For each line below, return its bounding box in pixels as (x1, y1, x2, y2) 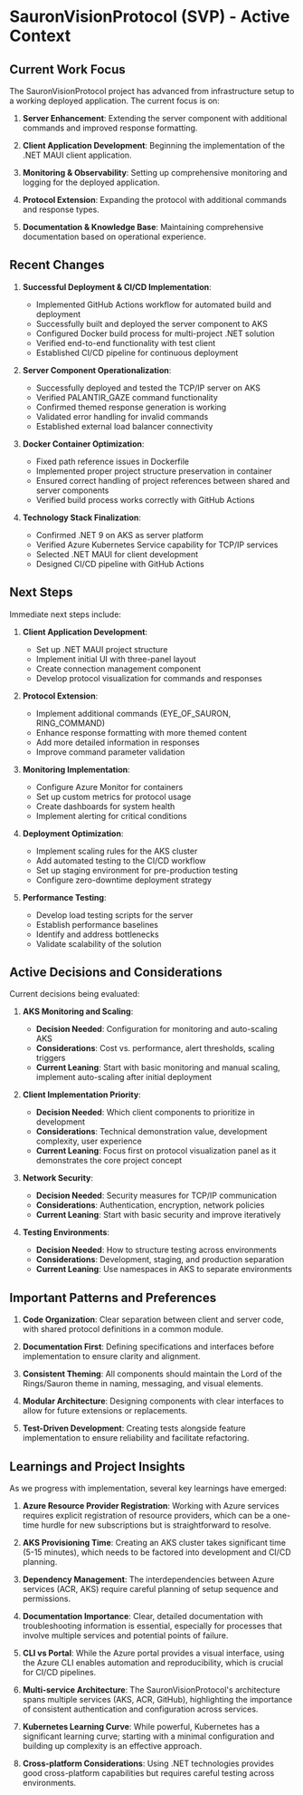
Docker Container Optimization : (22, 438, 145, 449)
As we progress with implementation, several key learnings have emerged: (9, 1483, 288, 1494)
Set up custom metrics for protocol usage (35, 791, 192, 802)
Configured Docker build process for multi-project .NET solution (35, 328, 275, 339)
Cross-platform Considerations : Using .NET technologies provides (22, 1758, 274, 1769)
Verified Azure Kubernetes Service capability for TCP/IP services (35, 539, 279, 550)
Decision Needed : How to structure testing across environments (35, 1244, 278, 1256)
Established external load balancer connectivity (35, 420, 213, 431)
